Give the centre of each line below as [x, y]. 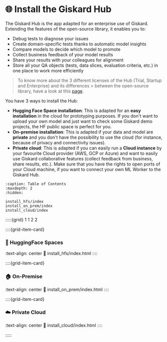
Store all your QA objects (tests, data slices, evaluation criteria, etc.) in [85, 65]
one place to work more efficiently [48, 70]
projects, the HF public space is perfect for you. [62, 126]
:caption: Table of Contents [36, 184]
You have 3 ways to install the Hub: [41, 101]
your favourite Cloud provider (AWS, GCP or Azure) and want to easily [85, 153]
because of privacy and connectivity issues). [59, 142]
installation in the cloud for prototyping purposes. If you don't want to [85, 116]
